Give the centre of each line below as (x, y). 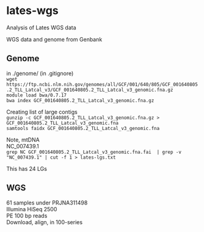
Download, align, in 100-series (45, 222)
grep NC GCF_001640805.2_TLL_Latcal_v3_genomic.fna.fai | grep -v (94, 152)
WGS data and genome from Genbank (54, 39)
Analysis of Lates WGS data (41, 27)
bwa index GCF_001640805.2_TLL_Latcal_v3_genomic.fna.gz (80, 100)
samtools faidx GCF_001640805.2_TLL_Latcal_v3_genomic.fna (83, 128)
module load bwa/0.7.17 (37, 95)
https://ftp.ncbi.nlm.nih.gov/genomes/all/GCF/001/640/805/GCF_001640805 (102, 84)
